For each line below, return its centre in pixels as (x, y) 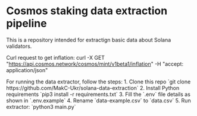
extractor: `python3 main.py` (41, 107)
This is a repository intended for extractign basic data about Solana (89, 40)
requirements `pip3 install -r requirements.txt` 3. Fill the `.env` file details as (98, 94)
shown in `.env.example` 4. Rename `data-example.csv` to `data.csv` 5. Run (99, 100)
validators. (19, 46)
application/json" (27, 70)
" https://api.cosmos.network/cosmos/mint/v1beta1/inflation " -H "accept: (95, 64)
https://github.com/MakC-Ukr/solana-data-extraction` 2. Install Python (93, 88)
